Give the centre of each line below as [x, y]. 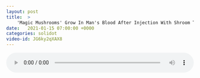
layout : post [22, 12]
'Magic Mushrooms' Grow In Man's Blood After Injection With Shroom [104, 22]
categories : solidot [32, 34]
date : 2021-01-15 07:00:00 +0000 [50, 28]
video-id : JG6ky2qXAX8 [34, 39]
